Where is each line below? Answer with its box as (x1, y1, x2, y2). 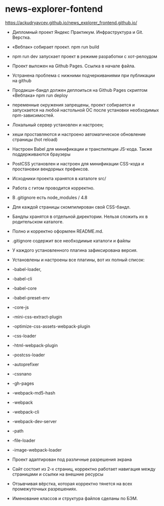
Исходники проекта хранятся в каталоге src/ (12, 175, 106, 181)
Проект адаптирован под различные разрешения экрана (12, 456, 132, 462)
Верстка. (12, 34, 31, 40)
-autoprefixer (12, 361, 39, 367)
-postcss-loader (12, 352, 46, 358)
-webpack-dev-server (12, 418, 57, 424)
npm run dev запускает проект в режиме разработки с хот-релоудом (12, 53, 158, 59)
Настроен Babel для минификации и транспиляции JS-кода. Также (12, 146, 153, 152)
